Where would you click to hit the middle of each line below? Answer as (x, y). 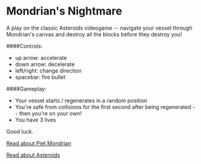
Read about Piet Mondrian (39, 143)
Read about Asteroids (33, 155)
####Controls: (25, 46)
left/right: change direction (48, 70)
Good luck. (20, 131)
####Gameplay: (26, 88)
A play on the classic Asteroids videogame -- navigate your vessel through (99, 28)
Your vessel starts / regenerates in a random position (81, 100)
